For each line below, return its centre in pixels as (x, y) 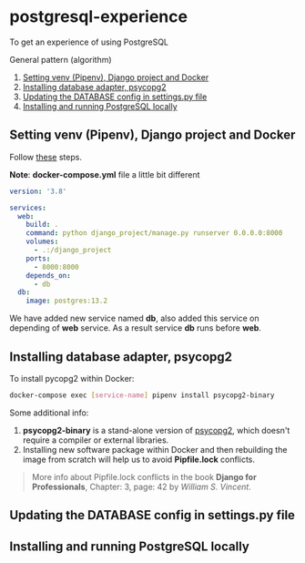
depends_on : (48, 275)
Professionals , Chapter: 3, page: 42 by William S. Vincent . (142, 486)
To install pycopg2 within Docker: (72, 378)
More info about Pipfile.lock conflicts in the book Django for (144, 476)
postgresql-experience (99, 17)
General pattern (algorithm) (61, 59)
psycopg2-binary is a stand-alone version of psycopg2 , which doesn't (156, 430)
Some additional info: (49, 413)
